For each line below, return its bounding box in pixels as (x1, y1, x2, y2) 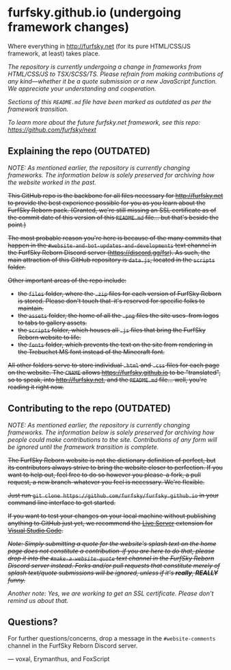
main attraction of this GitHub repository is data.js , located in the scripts (8, 256, 215, 264)
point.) (8, 221, 27, 229)
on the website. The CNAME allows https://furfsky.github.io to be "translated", (8, 368, 221, 376)
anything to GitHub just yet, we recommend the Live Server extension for (8, 519, 213, 527)
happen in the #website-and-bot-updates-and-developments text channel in (8, 241, 217, 249)
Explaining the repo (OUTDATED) (8, 145, 151, 157)
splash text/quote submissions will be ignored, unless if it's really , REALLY (8, 569, 219, 577)
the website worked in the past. (8, 178, 96, 186)
